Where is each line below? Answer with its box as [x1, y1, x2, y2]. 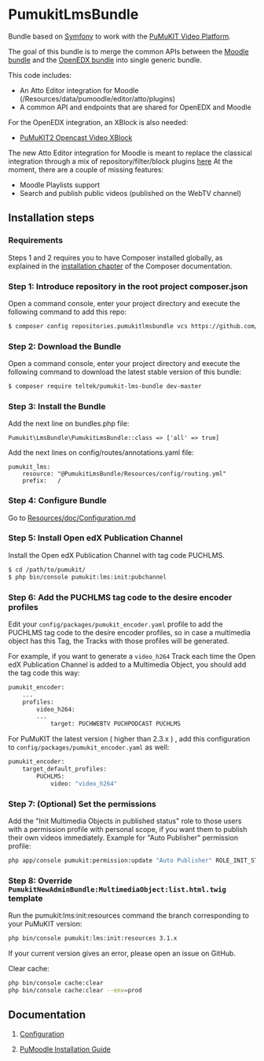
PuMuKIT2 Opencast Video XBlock [19, 132, 133, 142]
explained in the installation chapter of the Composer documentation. [8, 261, 233, 271]
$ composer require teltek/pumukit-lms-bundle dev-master [8, 383, 202, 390]
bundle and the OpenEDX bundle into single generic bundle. [8, 55, 202, 65]
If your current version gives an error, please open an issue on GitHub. [8, 948, 236, 958]
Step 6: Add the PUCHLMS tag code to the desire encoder [8, 592, 233, 603]
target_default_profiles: [22, 765, 108, 773]
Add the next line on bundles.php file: [8, 419, 130, 428]
